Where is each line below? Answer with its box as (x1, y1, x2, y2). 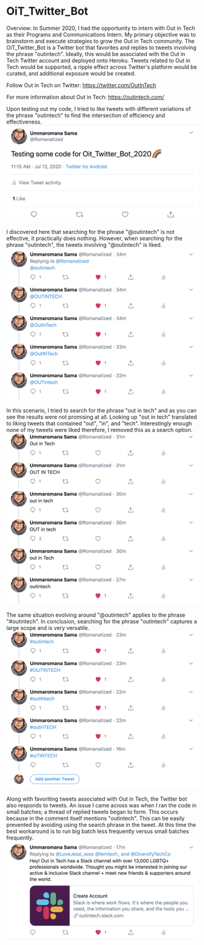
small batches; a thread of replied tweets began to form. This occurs (6, 809, 178, 816)
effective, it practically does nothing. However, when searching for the (6, 235, 183, 242)
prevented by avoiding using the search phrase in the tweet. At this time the (6, 821, 196, 829)
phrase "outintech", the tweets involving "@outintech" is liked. (6, 241, 163, 249)
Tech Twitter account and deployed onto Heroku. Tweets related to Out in (6, 57, 191, 64)
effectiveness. (6, 118, 42, 126)
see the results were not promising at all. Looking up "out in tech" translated (6, 413, 197, 420)
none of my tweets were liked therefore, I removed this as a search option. (6, 426, 193, 433)
